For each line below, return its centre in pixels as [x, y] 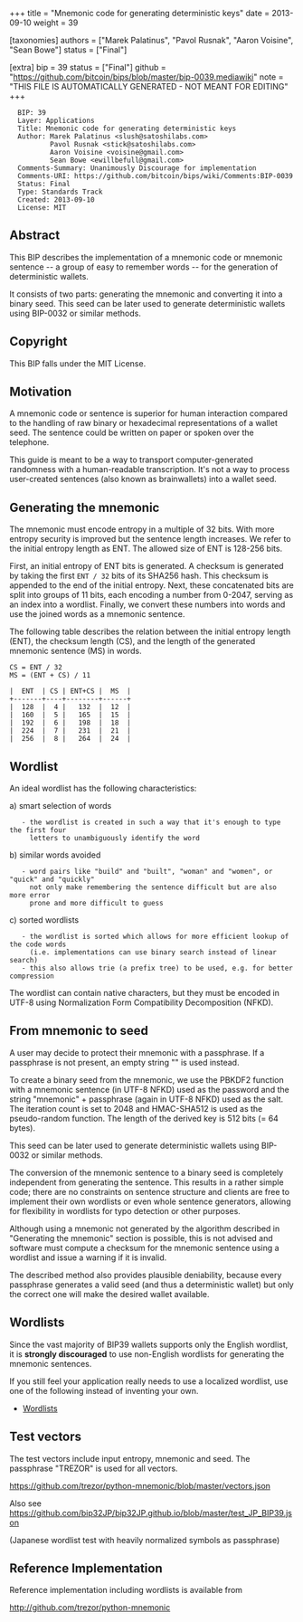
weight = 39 [56, 23]
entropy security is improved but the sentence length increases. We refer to [150, 539]
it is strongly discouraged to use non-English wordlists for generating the [147, 1354]
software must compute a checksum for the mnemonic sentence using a [144, 1247]
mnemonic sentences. [51, 1363]
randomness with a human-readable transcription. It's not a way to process [150, 470]
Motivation [41, 392]
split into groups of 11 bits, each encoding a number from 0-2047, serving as [151, 595]
